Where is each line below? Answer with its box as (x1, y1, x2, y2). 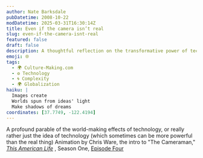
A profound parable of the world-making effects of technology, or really (6, 126, 185, 133)
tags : (6, 59, 20, 65)
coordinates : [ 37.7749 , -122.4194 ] (6, 109, 96, 115)
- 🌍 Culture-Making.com (11, 64, 74, 71)
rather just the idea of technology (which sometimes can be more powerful (6, 132, 193, 139)
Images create (11, 93, 47, 99)
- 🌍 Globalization (11, 82, 60, 88)
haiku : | (6, 87, 28, 93)
